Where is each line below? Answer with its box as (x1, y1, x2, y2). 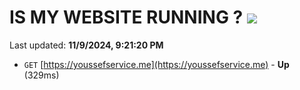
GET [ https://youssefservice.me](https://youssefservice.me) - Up (23, 58, 290, 70)
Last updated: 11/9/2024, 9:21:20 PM (9, 39, 164, 51)
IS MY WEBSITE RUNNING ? (9, 6, 244, 29)
